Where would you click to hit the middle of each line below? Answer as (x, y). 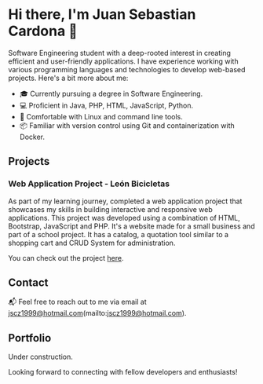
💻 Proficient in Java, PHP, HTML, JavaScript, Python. (106, 105)
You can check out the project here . (66, 258)
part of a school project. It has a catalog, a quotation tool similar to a (119, 234)
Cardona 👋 (43, 31)
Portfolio (30, 338)
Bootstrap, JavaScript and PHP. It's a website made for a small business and (131, 226)
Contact (28, 283)
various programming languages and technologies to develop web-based (127, 69)
